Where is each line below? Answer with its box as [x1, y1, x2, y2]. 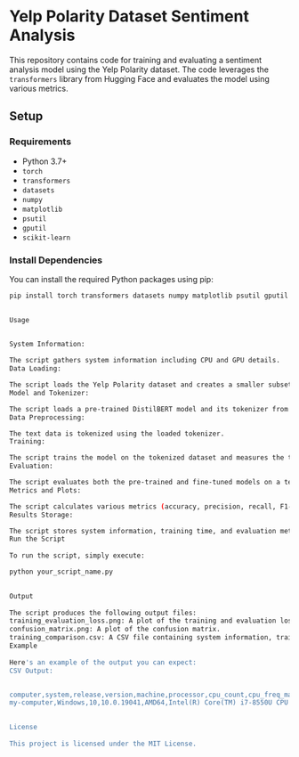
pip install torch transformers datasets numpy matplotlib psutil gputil [9, 291, 289, 300]
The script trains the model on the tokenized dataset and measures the [9, 453, 285, 462]
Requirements [9, 135, 72, 148]
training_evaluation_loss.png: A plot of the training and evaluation [9, 616, 277, 625]
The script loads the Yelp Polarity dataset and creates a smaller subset [9, 380, 293, 389]
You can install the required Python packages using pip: [9, 273, 214, 284]
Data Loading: [9, 364, 62, 373]
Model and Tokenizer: [9, 388, 90, 397]
